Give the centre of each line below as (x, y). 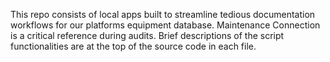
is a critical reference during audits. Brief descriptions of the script (147, 35)
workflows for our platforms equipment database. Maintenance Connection (165, 25)
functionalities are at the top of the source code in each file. (133, 46)
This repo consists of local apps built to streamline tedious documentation (163, 14)
